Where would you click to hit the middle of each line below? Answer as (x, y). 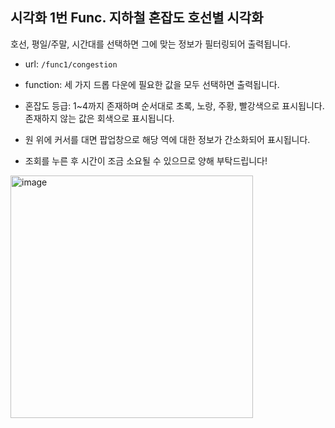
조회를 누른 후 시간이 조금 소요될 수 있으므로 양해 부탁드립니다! (146, 160)
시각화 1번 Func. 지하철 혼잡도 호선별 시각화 (137, 18)
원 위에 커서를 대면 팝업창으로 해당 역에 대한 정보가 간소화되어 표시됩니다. (167, 139)
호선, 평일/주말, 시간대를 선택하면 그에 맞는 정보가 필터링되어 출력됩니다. (150, 44)
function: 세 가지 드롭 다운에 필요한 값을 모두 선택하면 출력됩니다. (152, 84)
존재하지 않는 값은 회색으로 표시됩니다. (99, 118)
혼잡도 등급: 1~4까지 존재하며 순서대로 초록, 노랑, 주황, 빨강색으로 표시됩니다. (174, 105)
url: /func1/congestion (71, 64)
